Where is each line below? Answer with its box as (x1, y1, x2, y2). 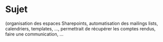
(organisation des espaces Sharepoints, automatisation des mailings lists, (5, 20, 158, 26)
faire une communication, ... (5, 31, 64, 37)
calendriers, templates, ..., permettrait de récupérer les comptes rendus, (5, 25, 156, 31)
